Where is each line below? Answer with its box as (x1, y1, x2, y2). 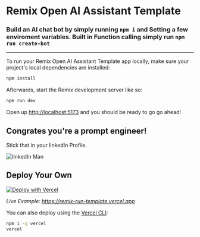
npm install (6, 75, 36, 81)
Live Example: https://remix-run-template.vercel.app (6, 197, 135, 204)
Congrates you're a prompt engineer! (6, 126, 147, 136)
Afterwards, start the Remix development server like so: (6, 86, 143, 93)
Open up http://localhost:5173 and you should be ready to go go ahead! (6, 109, 182, 116)
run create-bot (6, 40, 51, 47)
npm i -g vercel (6, 220, 46, 226)
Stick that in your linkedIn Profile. (6, 141, 87, 149)
